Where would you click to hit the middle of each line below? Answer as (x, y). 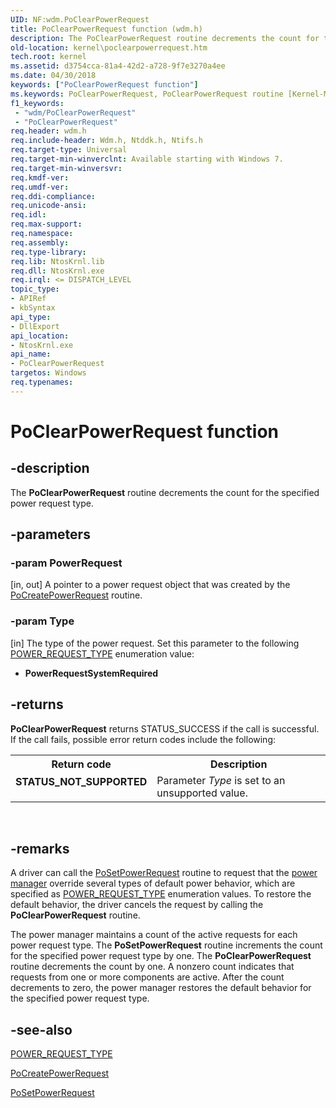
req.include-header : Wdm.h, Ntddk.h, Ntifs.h (106, 141)
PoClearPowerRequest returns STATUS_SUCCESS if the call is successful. (165, 728)
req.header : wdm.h (48, 131)
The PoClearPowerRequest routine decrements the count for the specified (165, 492)
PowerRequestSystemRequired (91, 673)
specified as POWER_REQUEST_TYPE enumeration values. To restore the (161, 894)
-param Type (42, 621)
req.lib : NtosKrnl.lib (57, 261)
